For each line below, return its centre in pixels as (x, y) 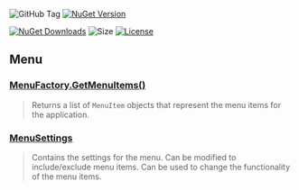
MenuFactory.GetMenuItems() (78, 86)
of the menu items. (66, 176)
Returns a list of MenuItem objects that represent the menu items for (156, 104)
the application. (61, 114)
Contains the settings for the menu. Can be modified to (134, 157)
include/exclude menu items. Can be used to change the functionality (161, 167)
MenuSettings (41, 138)
